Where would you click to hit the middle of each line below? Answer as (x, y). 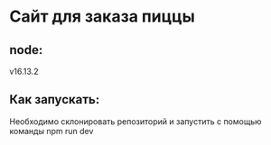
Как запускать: (55, 100)
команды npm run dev (51, 131)
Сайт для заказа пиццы (103, 17)
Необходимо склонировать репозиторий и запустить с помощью (135, 121)
